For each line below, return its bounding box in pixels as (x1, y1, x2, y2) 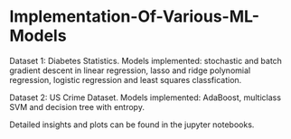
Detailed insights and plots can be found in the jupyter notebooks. (9, 119, 255, 130)
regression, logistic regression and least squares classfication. (9, 74, 242, 85)
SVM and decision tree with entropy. (9, 101, 145, 112)
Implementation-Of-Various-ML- (9, 6, 260, 27)
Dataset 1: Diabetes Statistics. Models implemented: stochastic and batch (9, 55, 283, 66)
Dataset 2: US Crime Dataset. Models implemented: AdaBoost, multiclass (9, 92, 282, 103)
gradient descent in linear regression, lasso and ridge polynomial (9, 65, 251, 76)
